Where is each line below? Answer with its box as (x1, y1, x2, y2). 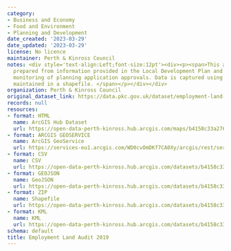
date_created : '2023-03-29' (7, 36, 88, 43)
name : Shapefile (13, 195, 60, 203)
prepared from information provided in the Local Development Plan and (13, 67, 223, 74)
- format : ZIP (7, 189, 48, 196)
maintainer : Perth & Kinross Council (7, 55, 115, 62)
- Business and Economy (7, 17, 76, 23)
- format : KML (7, 208, 48, 215)
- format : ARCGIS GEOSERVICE (7, 131, 91, 138)
